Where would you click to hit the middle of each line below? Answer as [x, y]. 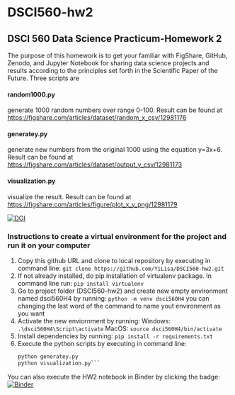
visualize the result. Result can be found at [69, 196]
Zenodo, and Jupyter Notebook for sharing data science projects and [108, 63]
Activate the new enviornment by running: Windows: [94, 321]
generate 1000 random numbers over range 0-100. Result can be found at [115, 110]
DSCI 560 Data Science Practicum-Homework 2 [115, 39]
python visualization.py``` [59, 363]
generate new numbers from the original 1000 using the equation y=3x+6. [115, 150]
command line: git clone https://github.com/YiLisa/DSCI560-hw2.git [121, 268]
